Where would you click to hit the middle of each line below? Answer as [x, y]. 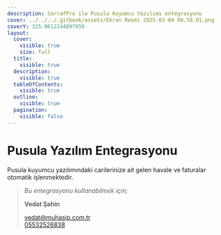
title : [23, 59]
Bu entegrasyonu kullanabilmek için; [76, 190]
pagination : [31, 110]
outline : [26, 97]
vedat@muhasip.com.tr [57, 217]
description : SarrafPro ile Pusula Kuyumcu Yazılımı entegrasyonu [105, 13]
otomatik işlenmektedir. [40, 177]
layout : [18, 33]
